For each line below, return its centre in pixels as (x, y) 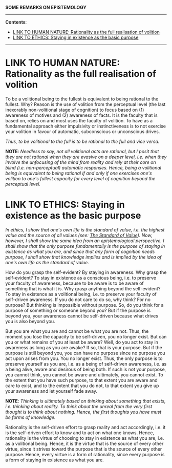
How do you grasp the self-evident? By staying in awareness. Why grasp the (86, 272)
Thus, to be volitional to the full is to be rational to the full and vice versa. (82, 141)
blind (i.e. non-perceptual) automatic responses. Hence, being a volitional (83, 167)
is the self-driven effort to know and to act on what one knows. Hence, (80, 433)
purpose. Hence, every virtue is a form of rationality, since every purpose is (85, 454)
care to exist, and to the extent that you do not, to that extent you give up (82, 386)
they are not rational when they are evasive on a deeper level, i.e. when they (86, 157)
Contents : (16, 22)
